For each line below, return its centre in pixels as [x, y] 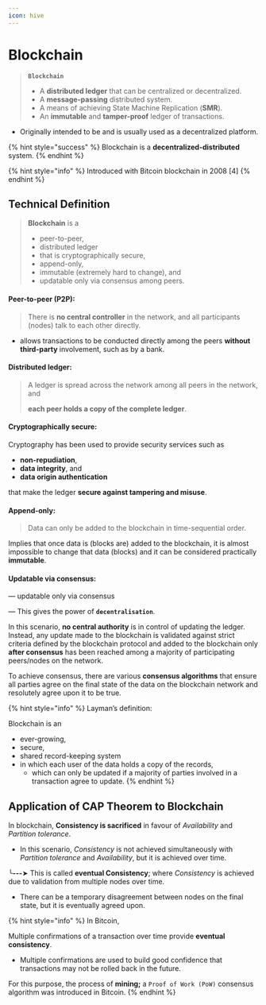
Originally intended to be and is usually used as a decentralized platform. [139, 131]
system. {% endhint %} [46, 155]
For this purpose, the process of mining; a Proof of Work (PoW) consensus [131, 984]
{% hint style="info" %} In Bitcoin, [64, 921]
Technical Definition [59, 204]
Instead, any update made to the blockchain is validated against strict [122, 636]
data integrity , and [51, 468]
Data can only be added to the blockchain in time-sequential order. [137, 528]
